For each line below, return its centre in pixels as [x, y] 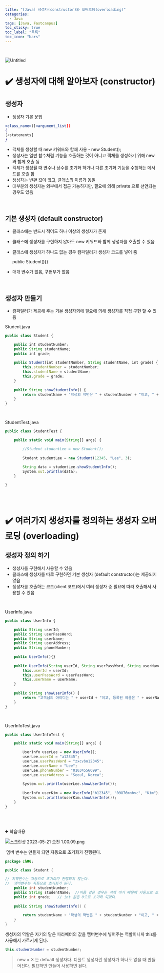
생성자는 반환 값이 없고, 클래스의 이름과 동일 [54, 180]
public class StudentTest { [34, 431]
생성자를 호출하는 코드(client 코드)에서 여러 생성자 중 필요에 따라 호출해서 [82, 586]
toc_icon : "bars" [23, 37]
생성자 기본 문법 [27, 116]
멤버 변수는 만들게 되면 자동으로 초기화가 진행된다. [54, 852]
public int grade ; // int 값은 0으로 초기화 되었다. [66, 897]
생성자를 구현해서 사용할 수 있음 [42, 568]
